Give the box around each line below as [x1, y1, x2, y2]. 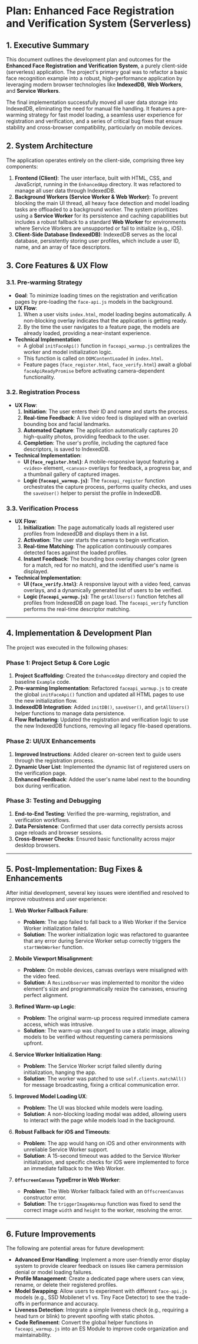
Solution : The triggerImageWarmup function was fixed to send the [23, 1200, 181, 1207]
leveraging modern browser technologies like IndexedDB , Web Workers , [6, 81, 183, 88]
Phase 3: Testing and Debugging [6, 797, 101, 805]
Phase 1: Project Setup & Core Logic [6, 658, 110, 667]
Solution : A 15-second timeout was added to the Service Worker [23, 1152, 181, 1159]
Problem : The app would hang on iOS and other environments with [23, 1140, 186, 1147]
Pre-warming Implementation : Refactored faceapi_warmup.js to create [14, 684, 187, 692]
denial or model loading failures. [14, 1269, 93, 1276]
